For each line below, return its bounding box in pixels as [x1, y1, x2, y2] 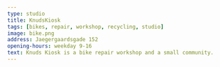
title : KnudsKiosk [7, 17, 61, 24]
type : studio [7, 10, 45, 17]
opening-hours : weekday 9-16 [7, 43, 92, 50]
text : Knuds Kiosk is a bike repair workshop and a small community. [7, 50, 214, 57]
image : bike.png [7, 29, 54, 37]
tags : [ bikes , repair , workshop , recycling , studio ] [7, 23, 164, 30]
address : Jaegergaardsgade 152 [7, 36, 98, 43]
